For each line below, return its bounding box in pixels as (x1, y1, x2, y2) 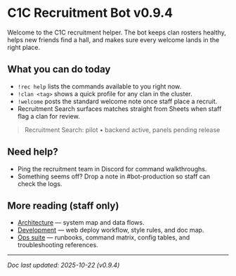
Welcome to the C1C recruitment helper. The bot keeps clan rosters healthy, (7, 28, 227, 37)
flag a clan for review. (17, 112, 80, 120)
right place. (7, 43, 41, 51)
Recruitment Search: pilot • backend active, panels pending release (24, 125, 221, 134)
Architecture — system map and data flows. (17, 218, 145, 227)
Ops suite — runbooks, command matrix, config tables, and (17, 233, 190, 242)
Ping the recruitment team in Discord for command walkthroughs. (17, 164, 207, 173)
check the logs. (17, 179, 63, 188)
